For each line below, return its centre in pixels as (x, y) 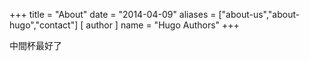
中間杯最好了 (35, 45)
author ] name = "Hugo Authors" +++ (162, 25)
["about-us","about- (259, 14)
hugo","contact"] (44, 25)
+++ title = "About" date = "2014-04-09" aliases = (113, 14)
